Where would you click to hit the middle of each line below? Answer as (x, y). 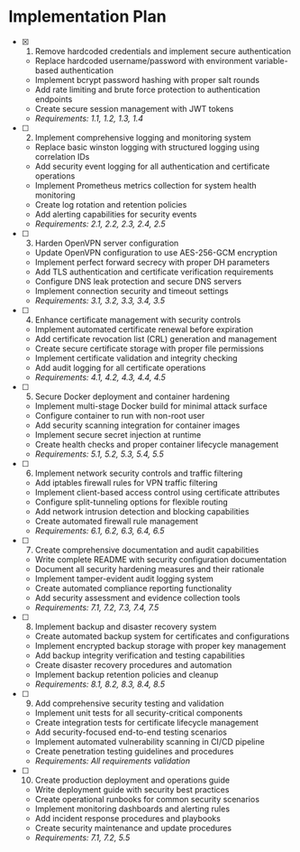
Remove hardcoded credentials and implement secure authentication (163, 51)
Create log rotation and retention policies (111, 204)
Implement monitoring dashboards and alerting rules (132, 809)
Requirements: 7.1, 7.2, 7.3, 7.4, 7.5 (97, 607)
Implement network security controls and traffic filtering (139, 473)
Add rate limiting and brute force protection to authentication (147, 89)
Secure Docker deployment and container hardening (132, 396)
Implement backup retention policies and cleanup (127, 674)
